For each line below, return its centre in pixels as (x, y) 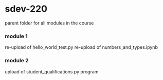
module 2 (17, 61)
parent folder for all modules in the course (49, 23)
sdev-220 (26, 9)
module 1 (16, 36)
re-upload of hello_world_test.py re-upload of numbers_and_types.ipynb (81, 47)
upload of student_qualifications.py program (52, 71)
